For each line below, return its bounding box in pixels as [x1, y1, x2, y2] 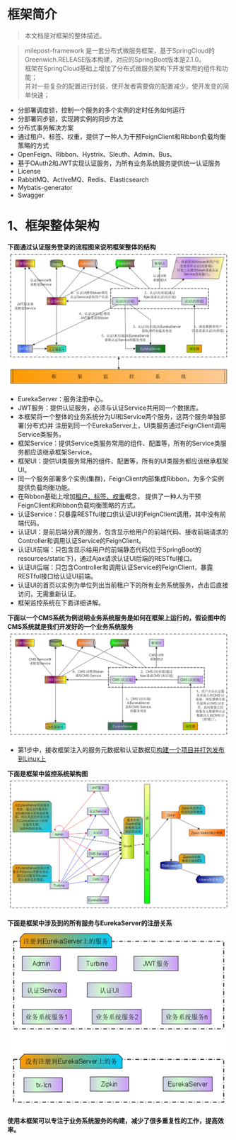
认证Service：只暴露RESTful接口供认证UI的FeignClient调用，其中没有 [17, 510, 220, 518]
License [17, 167, 41, 175]
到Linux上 [17, 754, 47, 763]
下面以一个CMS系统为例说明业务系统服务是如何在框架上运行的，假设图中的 [7, 614, 226, 622]
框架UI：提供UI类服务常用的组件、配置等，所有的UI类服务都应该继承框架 [17, 457, 229, 465]
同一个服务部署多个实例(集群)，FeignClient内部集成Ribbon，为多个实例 [17, 474, 225, 483]
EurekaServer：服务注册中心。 [17, 395, 107, 403]
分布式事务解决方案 [17, 123, 74, 132]
